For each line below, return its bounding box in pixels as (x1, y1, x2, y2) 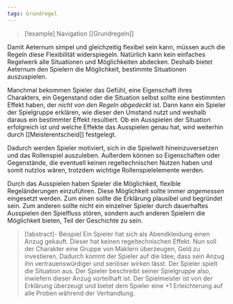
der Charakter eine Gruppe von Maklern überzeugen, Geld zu (24, 244, 200, 253)
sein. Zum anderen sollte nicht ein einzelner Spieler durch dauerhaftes (7, 201, 209, 209)
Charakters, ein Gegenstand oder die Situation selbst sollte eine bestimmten (7, 93, 225, 102)
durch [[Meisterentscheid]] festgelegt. (7, 130, 117, 138)
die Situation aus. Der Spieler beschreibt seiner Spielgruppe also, (24, 266, 211, 275)
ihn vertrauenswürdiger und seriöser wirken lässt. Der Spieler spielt (24, 259, 218, 268)
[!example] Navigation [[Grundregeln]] (24, 29, 134, 38)
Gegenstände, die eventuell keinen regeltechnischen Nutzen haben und (7, 158, 213, 167)
